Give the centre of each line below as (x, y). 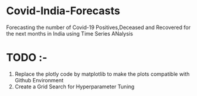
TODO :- (27, 58)
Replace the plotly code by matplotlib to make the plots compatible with (102, 74)
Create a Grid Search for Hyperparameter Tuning (74, 87)
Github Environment (39, 80)
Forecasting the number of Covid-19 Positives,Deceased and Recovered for (99, 27)
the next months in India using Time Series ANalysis (70, 33)
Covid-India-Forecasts (63, 11)
